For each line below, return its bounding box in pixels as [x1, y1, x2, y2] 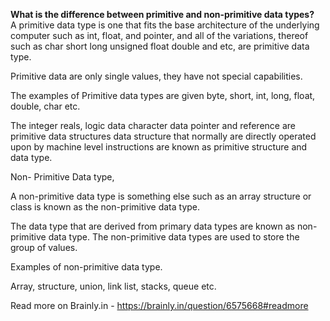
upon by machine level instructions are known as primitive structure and [10, 141, 308, 153]
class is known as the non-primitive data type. [10, 201, 201, 213]
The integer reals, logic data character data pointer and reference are [10, 120, 296, 131]
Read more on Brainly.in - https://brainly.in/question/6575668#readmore [10, 300, 309, 311]
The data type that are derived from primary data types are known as [10, 220, 296, 232]
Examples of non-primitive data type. [10, 261, 163, 273]
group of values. [10, 242, 78, 253]
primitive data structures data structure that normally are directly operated [10, 130, 317, 142]
